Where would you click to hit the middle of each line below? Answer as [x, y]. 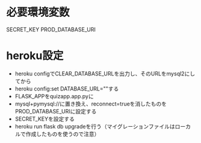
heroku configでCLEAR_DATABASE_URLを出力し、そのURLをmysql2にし [105, 74]
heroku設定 [35, 56]
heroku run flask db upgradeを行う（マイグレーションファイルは [95, 126]
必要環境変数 [38, 12]
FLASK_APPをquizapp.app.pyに [54, 96]
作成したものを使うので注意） [63, 134]
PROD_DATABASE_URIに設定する [56, 111]
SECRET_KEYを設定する [45, 119]
